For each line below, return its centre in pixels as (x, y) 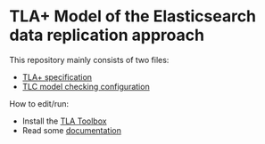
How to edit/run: (39, 103)
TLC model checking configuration (86, 86)
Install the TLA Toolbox (64, 121)
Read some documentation (72, 130)
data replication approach (107, 35)
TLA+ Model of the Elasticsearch (133, 16)
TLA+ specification (57, 76)
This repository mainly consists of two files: (89, 60)
